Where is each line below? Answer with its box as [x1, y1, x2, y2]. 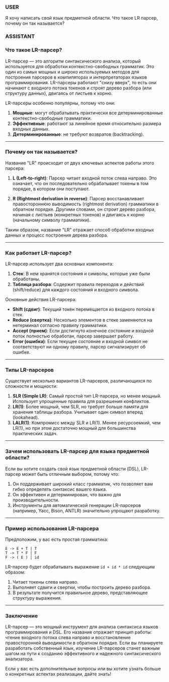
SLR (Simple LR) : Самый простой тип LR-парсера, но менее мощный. [12, 393, 162, 399]
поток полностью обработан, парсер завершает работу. [12, 333, 134, 339]
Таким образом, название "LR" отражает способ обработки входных [5, 226, 154, 233]
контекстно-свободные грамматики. [12, 115, 92, 121]
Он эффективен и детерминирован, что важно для [12, 491, 122, 497]
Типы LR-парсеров [5, 367, 54, 374]
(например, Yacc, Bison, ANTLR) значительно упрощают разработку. [12, 507, 161, 514]
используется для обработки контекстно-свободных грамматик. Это [5, 63, 154, 69]
